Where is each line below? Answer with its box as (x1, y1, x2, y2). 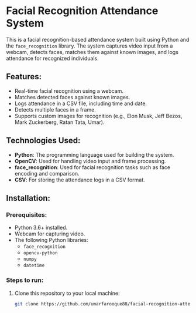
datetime (23, 262, 45, 268)
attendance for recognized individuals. (6, 55, 99, 62)
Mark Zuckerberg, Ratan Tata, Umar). (14, 119, 105, 126)
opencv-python (23, 250, 58, 256)
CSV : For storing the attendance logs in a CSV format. (14, 176, 145, 183)
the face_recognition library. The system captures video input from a (6, 42, 173, 49)
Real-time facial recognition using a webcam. (14, 87, 124, 95)
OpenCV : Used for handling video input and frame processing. (14, 157, 166, 164)
